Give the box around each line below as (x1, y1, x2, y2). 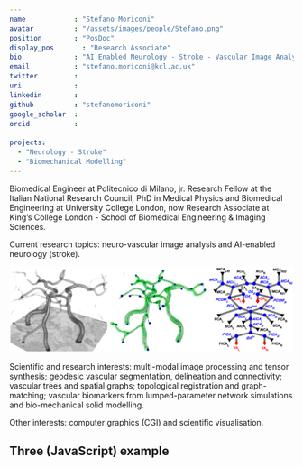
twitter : (9, 72, 78, 81)
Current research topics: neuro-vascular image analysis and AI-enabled (9, 239, 276, 250)
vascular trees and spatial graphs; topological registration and (9, 380, 240, 391)
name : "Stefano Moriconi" (9, 14, 155, 23)
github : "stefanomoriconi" (9, 100, 151, 109)
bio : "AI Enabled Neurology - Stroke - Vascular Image (9, 52, 272, 62)
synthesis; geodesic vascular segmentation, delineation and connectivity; (9, 371, 282, 382)
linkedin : (9, 90, 78, 99)
